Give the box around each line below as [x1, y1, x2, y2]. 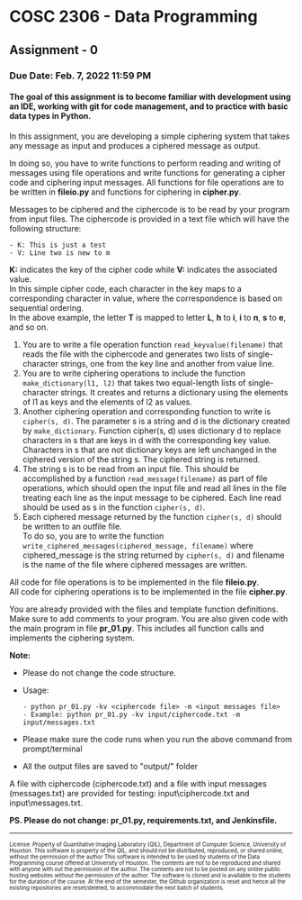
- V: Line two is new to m [9, 248, 111, 258]
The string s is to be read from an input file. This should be [22, 463, 240, 474]
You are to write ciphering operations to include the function [22, 368, 245, 378]
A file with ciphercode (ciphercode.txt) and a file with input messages [9, 777, 267, 789]
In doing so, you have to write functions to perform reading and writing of [9, 158, 281, 168]
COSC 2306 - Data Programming [9, 6, 258, 27]
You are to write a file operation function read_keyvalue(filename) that [22, 339, 283, 350]
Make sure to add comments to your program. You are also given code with [9, 613, 289, 623]
